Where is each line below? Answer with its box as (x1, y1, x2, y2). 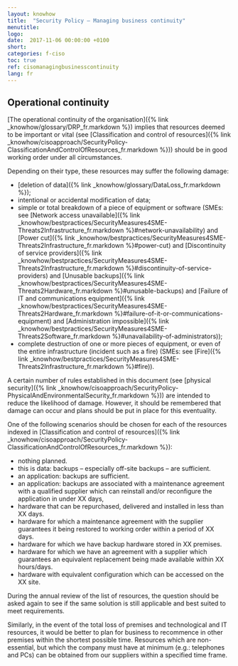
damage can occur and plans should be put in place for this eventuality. (7, 407, 217, 415)
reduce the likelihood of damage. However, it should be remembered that (7, 399, 222, 407)
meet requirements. (7, 607, 65, 615)
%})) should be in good (159, 145, 227, 154)
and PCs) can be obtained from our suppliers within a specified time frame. (7, 651, 227, 660)
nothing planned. (17, 457, 67, 465)
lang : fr (7, 70, 33, 77)
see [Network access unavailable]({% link (17, 211, 141, 219)
